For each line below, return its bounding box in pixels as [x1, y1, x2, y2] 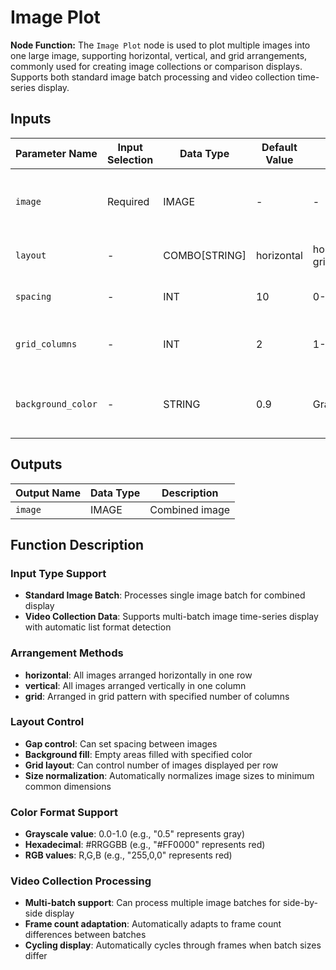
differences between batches [24, 929, 147, 941]
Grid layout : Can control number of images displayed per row [24, 759, 279, 771]
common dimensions [24, 780, 112, 792]
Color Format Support [10, 805, 118, 819]
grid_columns [15, 338, 78, 350]
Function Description [10, 536, 145, 553]
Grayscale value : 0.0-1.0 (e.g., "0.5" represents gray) [24, 828, 246, 840]
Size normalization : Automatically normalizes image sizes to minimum [24, 769, 315, 781]
